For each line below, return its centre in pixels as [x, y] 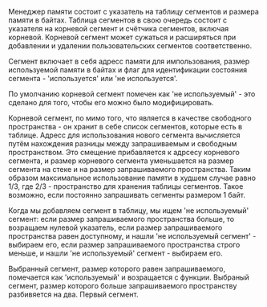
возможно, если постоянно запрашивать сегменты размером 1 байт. [127, 195]
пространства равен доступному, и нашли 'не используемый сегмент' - [132, 236]
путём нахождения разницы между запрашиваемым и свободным [123, 143]
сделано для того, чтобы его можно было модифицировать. [111, 102]
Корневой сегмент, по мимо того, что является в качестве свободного [130, 118]
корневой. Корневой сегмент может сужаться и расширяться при [122, 37]
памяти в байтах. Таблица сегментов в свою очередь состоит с [118, 20]
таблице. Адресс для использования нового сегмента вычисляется [124, 135]
